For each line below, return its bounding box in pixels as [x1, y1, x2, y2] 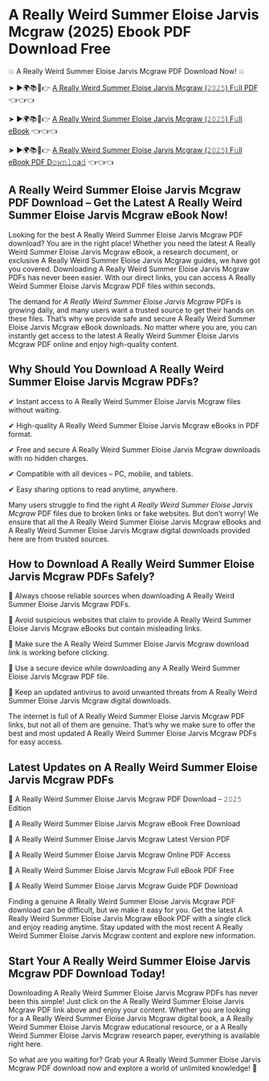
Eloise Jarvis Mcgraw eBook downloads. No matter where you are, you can [8, 322, 257, 332]
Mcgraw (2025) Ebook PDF [8, 22, 191, 41]
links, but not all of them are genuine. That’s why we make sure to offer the [8, 720, 255, 730]
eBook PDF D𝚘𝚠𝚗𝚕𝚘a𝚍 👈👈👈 [8, 157, 114, 166]
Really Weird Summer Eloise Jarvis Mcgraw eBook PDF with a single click [8, 914, 251, 924]
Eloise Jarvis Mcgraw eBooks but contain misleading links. [8, 624, 202, 634]
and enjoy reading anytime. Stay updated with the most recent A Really [8, 922, 243, 932]
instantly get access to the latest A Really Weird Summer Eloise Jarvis [8, 331, 239, 341]
